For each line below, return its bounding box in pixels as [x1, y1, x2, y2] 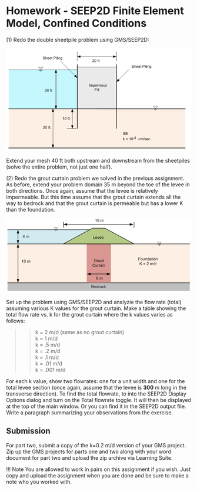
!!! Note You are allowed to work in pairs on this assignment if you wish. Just [6, 466, 191, 473]
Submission [6, 426, 51, 436]
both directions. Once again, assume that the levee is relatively [6, 187, 158, 195]
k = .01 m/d [35, 360, 63, 367]
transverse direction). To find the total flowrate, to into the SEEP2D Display [6, 390, 186, 397]
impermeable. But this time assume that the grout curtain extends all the [6, 193, 181, 201]
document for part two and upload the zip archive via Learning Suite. [6, 454, 173, 461]
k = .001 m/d [35, 366, 66, 373]
